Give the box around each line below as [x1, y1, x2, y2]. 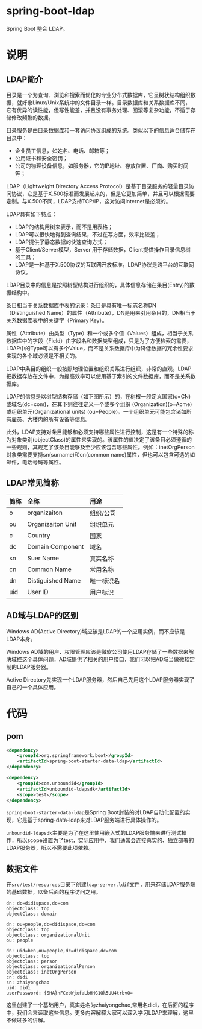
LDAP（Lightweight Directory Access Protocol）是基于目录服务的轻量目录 [6, 182, 189, 189]
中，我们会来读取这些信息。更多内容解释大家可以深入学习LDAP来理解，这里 [6, 1009, 194, 1016]
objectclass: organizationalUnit [6, 932, 90, 939]
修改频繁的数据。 [11, 113, 54, 121]
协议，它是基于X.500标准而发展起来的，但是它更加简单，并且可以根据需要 [11, 190, 195, 197]
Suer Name [27, 554, 59, 562]
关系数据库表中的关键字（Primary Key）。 [6, 317, 108, 324]
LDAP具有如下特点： [6, 210, 57, 218]
